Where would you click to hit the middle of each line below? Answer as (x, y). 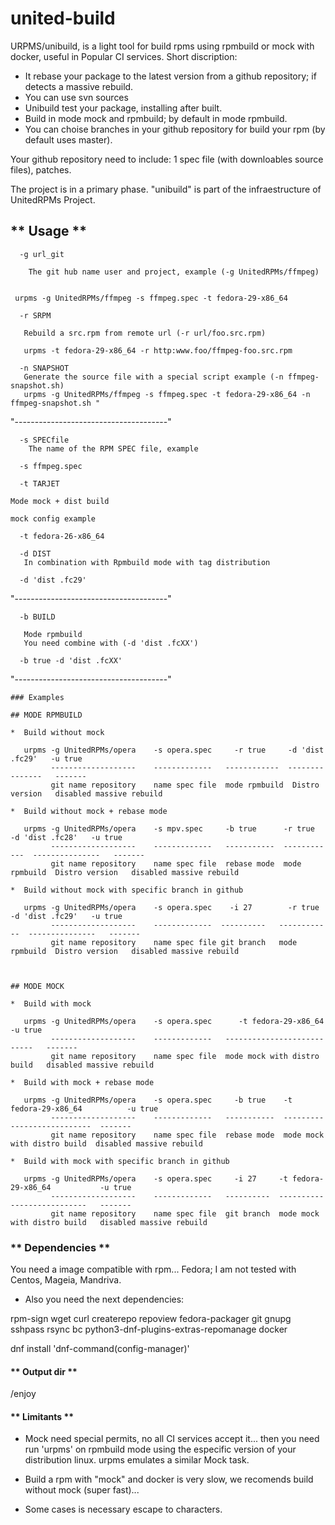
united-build (63, 18)
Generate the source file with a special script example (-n (153, 377)
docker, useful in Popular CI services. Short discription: (124, 56)
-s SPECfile (44, 440)
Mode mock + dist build (60, 501)
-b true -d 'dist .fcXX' (71, 660)
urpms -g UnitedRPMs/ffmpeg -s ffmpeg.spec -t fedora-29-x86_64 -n (167, 394)
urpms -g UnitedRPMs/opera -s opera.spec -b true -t (158, 1100)
